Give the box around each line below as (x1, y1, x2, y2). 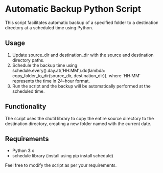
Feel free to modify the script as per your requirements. (5, 162, 117, 168)
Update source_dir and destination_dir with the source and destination (12, 52, 154, 58)
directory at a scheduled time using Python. (5, 24, 93, 30)
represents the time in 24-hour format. (12, 78, 90, 84)
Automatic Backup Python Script (5, 3, 141, 15)
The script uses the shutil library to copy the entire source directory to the (5, 115, 154, 121)
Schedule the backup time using (12, 62, 77, 68)
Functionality (5, 103, 47, 111)
